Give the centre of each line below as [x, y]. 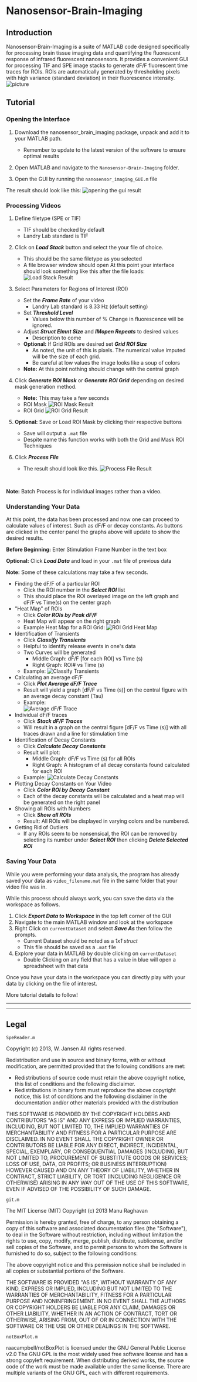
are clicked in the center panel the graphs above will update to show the [93, 532]
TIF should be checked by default [64, 229]
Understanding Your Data [43, 506]
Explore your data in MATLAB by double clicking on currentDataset [96, 953]
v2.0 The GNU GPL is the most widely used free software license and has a [97, 1354]
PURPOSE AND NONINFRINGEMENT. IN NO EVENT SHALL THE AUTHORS [96, 1301]
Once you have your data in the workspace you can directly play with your [96, 977]
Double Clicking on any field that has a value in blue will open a [99, 959]
